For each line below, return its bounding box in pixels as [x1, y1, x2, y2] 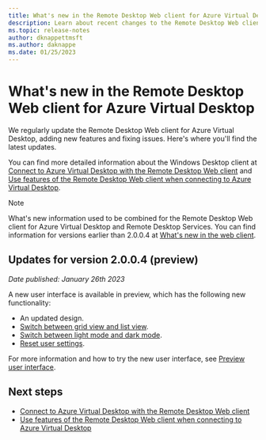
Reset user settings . [19, 338, 85, 348]
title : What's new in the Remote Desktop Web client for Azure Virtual [8, 11, 249, 20]
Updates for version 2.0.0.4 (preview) [8, 253, 199, 267]
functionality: [8, 298, 51, 307]
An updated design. [19, 313, 85, 323]
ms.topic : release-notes [8, 26, 90, 34]
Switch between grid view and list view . [19, 321, 149, 331]
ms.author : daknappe [8, 41, 77, 49]
